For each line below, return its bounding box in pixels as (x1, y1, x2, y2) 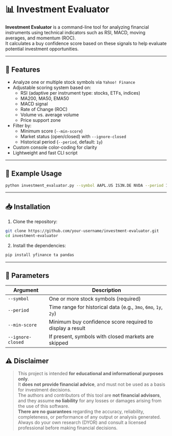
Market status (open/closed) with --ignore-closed (20, 133, 126, 139)
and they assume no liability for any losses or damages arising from (17, 397, 162, 404)
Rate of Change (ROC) (20, 106, 68, 112)
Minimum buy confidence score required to (49, 318, 153, 325)
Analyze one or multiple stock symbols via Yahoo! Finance (12, 79, 136, 85)
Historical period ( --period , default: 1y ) (20, 139, 103, 145)
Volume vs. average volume (20, 112, 79, 118)
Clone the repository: (12, 219, 58, 225)
